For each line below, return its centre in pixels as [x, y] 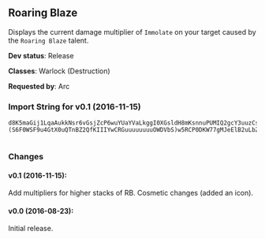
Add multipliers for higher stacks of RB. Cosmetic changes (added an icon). [131, 193]
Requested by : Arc [39, 86]
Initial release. [31, 229]
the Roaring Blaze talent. [49, 40]
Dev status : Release [41, 55]
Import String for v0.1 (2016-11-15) [75, 106]
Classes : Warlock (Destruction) [59, 71]
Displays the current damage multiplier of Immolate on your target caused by [132, 32]
